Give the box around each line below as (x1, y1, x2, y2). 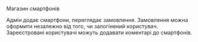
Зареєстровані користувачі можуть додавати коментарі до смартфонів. (6, 29, 193, 36)
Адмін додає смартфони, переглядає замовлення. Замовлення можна (6, 17, 188, 23)
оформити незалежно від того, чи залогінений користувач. (6, 23, 159, 30)
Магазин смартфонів (6, 5, 60, 12)
